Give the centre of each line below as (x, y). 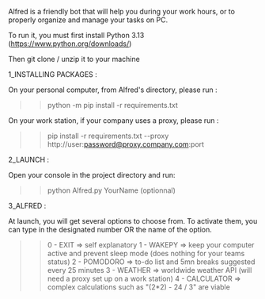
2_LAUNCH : (29, 159)
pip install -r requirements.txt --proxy (108, 136)
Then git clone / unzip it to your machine (74, 59)
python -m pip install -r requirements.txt (112, 105)
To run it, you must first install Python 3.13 (76, 35)
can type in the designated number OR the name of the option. (110, 230)
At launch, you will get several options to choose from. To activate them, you (133, 221)
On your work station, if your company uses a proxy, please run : (114, 121)
